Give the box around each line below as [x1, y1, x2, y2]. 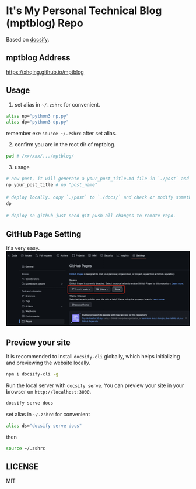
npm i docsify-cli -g [6, 371, 59, 377]
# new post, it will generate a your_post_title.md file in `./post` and [6, 176, 190, 182]
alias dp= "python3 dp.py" [6, 119, 69, 125]
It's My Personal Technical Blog [6, 4, 162, 18]
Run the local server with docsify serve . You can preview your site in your [6, 382, 184, 389]
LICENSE [6, 461, 39, 472]
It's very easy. [6, 245, 40, 252]
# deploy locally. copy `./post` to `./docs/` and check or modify [6, 194, 174, 200]
